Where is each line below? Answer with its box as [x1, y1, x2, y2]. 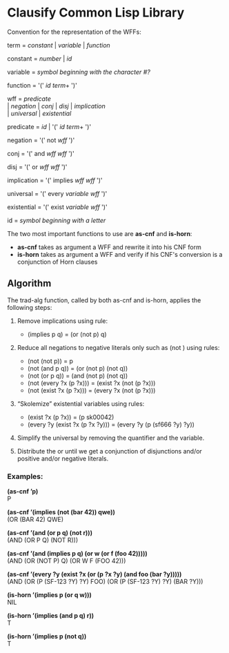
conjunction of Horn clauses [17, 257, 98, 266]
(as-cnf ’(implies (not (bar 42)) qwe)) [7, 508, 116, 516]
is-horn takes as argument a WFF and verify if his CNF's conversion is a [17, 250, 223, 258]
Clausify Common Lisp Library [7, 5, 185, 21]
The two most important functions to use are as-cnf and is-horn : [7, 229, 192, 237]
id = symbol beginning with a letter [7, 216, 106, 224]
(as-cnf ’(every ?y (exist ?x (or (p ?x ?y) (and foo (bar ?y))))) [7, 570, 182, 578]
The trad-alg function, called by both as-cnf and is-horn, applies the [7, 295, 201, 304]
